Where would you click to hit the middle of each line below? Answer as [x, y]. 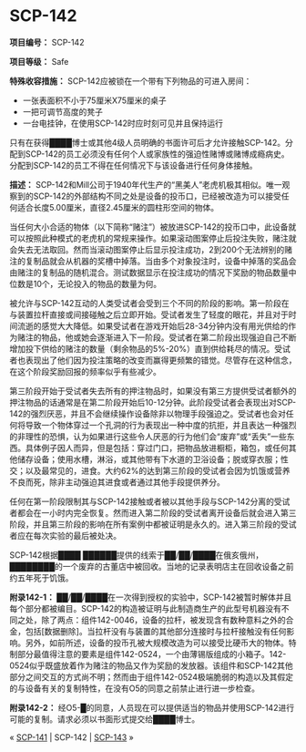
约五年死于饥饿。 [41, 577]
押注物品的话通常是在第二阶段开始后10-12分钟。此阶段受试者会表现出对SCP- [153, 402]
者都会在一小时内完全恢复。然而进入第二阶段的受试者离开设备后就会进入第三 [153, 512]
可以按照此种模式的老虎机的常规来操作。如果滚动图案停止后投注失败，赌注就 [153, 238]
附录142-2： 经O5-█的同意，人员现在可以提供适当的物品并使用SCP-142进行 [152, 707]
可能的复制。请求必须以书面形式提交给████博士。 [105, 719]
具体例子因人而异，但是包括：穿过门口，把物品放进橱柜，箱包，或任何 [157, 448]
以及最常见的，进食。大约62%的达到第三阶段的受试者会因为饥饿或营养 [158, 470]
